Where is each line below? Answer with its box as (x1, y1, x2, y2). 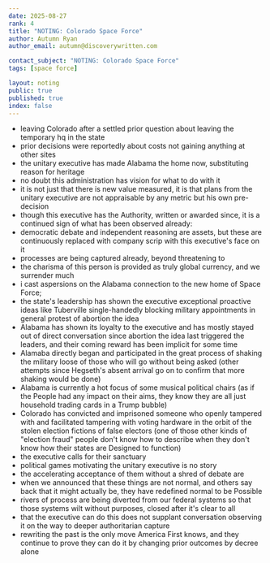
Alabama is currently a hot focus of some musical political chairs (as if (19, 383, 255, 392)
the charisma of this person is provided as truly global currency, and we (19, 262, 261, 272)
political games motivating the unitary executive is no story (19, 461, 217, 470)
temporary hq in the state (19, 132, 105, 142)
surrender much (19, 271, 75, 280)
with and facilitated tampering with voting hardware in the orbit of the (19, 418, 252, 427)
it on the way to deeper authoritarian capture (19, 521, 170, 531)
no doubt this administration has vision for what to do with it (19, 175, 221, 185)
